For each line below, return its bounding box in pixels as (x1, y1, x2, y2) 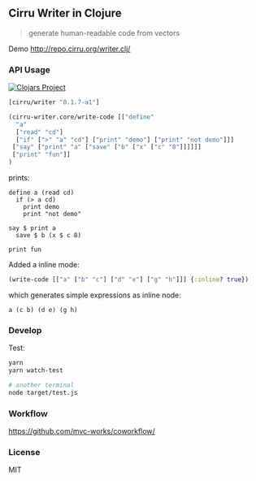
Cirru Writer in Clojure (8, 6, 122, 20)
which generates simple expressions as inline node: (8, 290, 181, 300)
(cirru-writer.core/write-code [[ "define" (8, 113, 154, 121)
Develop (8, 324, 42, 336)
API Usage (8, 64, 50, 76)
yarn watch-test (8, 366, 63, 375)
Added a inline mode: (8, 260, 80, 270)
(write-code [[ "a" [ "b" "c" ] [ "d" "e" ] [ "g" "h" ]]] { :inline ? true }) (8, 275, 249, 284)
